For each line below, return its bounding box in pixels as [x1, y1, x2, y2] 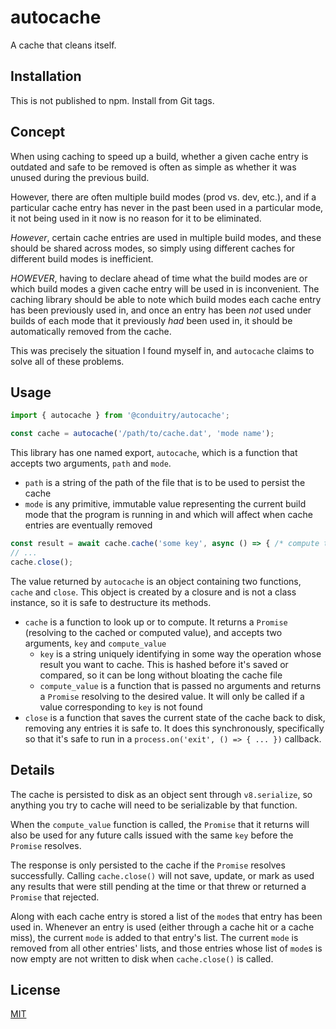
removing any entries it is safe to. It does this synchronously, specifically [24, 722, 325, 734]
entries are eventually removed [24, 519, 153, 531]
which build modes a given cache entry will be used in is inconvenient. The [10, 282, 320, 295]
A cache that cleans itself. [10, 39, 117, 51]
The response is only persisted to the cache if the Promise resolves [10, 859, 286, 871]
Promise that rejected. [10, 891, 100, 903]
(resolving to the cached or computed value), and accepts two [24, 626, 283, 638]
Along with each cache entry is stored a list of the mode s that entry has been [10, 910, 323, 922]
